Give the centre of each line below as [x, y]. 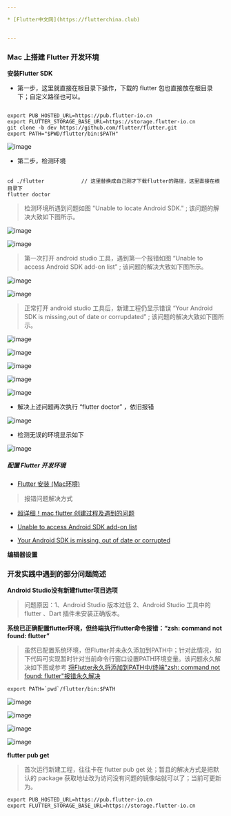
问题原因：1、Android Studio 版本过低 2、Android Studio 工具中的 [117, 605]
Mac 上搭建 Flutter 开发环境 [53, 57]
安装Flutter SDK [30, 73]
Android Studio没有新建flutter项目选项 [63, 591]
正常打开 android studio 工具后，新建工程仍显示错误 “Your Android [118, 308]
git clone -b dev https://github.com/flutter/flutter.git [92, 127]
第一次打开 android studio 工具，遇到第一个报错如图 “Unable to [113, 258]
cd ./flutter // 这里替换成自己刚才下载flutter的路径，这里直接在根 [114, 181]
